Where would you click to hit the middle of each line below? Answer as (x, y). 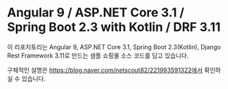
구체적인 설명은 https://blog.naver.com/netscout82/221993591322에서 (105, 70)
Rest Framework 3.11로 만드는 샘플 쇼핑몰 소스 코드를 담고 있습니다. (98, 55)
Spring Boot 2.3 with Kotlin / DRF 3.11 (114, 27)
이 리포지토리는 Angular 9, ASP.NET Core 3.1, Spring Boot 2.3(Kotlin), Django (114, 47)
